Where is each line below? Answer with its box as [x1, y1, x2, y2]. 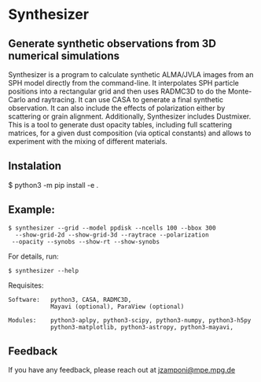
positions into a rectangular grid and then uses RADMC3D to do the [8, 86, 226, 96]
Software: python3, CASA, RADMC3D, [8, 296, 132, 303]
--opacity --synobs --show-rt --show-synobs [11, 237, 160, 245]
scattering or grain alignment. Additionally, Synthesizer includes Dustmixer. [8, 112, 252, 121]
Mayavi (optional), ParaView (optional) [50, 303, 185, 310]
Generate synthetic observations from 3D [8, 37, 216, 50]
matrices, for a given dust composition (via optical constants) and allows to [8, 128, 252, 138]
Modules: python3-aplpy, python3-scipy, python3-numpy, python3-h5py [8, 316, 252, 324]
